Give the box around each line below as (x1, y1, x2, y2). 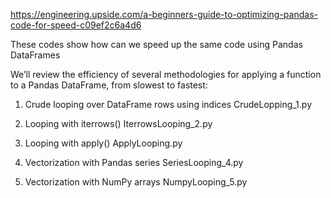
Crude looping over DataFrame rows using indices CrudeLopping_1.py (24, 99, 313, 110)
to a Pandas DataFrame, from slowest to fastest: (10, 79, 208, 91)
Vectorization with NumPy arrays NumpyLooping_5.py (24, 176, 248, 188)
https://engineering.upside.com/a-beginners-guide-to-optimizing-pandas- (10, 9, 318, 20)
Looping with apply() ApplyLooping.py (24, 137, 183, 149)
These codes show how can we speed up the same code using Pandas (10, 39, 303, 50)
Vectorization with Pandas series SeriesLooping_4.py (24, 157, 244, 168)
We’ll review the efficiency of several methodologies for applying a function (10, 69, 322, 80)
